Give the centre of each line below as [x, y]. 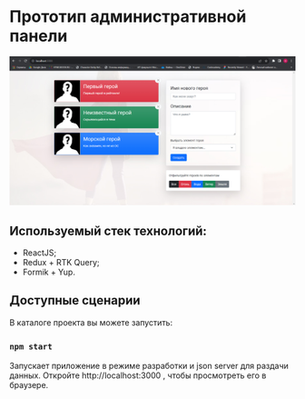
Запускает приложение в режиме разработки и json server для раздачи [149, 366]
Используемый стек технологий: [108, 230]
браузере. [29, 385]
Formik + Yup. [49, 272]
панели [39, 36]
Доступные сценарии [75, 300]
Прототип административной [128, 17]
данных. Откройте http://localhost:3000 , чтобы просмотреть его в [138, 375]
